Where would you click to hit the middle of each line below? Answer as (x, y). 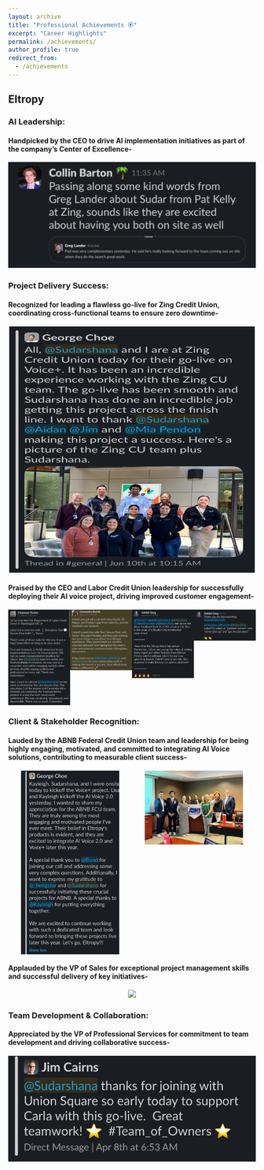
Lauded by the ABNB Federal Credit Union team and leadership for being (128, 740)
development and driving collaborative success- (89, 1042)
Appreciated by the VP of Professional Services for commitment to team (128, 1034)
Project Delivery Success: (59, 286)
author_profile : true (44, 50)
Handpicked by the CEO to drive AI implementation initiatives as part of (126, 140)
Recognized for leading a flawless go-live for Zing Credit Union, (114, 304)
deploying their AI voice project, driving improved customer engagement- (131, 596)
